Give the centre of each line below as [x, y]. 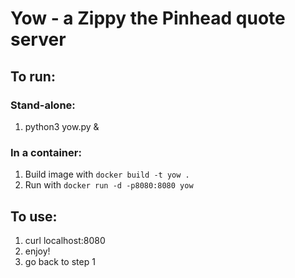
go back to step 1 [60, 261]
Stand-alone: [43, 105]
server [38, 39]
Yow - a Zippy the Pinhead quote [148, 18]
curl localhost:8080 [65, 240]
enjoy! [37, 251]
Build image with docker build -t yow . [107, 174]
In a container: [46, 152]
